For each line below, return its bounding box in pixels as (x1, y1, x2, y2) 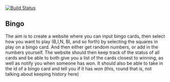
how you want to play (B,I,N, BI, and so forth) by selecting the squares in (5, 38, 158, 44)
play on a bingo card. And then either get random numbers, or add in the (5, 44, 159, 50)
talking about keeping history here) (5, 71, 79, 77)
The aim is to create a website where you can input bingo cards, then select (5, 33, 165, 39)
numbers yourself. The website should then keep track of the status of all (5, 49, 160, 56)
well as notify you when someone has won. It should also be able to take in (5, 60, 163, 66)
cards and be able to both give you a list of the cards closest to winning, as (5, 54, 164, 61)
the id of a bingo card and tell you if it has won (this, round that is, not (5, 65, 152, 71)
